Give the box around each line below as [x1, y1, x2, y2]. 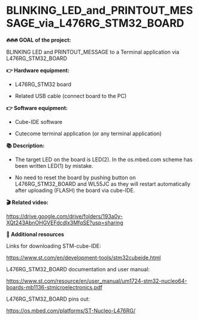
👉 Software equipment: [6, 104, 68, 111]
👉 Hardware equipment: [6, 67, 70, 74]
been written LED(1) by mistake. [14, 162, 94, 169]
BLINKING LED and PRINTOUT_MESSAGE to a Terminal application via [6, 48, 180, 55]
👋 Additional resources [6, 230, 65, 238]
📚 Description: [6, 142, 45, 149]
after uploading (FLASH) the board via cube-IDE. [14, 186, 135, 194]
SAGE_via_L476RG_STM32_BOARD [6, 16, 185, 30]
